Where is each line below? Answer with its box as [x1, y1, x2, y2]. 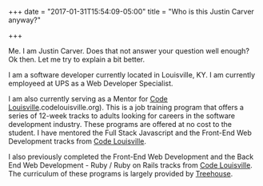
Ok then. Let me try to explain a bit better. [8, 55, 145, 64]
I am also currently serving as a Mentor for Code [8, 94, 168, 103]
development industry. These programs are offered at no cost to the [8, 120, 233, 129]
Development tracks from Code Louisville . [8, 137, 146, 146]
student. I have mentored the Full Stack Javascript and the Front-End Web [8, 128, 252, 137]
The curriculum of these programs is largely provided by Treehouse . [8, 169, 233, 178]
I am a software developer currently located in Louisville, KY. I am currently [8, 70, 256, 79]
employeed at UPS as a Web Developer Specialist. [8, 79, 173, 88]
